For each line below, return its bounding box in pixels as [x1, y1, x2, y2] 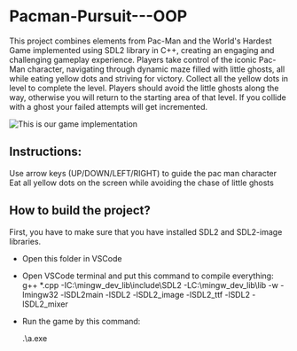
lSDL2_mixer [21, 299, 68, 309]
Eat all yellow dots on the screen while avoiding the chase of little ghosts [9, 177, 275, 188]
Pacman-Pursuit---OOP [9, 6, 188, 27]
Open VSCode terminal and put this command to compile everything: [21, 270, 274, 281]
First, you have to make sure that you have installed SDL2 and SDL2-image [9, 226, 283, 237]
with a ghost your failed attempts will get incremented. [9, 101, 208, 112]
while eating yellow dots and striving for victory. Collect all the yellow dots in [9, 73, 289, 83]
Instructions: [9, 144, 82, 160]
